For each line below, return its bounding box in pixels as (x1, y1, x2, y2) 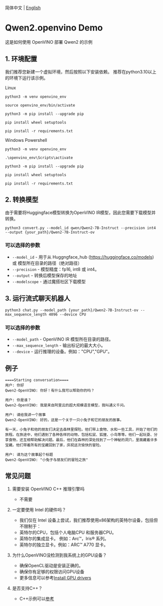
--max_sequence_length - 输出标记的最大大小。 (12, 342, 106, 348)
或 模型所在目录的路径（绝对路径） (12, 260, 82, 266)
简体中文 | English (5, 5, 41, 10)
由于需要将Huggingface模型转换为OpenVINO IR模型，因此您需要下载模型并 (5, 210, 156, 215)
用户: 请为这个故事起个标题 (5, 452, 54, 457)
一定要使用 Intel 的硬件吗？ (12, 506, 66, 512)
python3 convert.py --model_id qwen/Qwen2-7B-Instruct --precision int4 (5, 225, 156, 230)
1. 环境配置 (5, 55, 38, 63)
